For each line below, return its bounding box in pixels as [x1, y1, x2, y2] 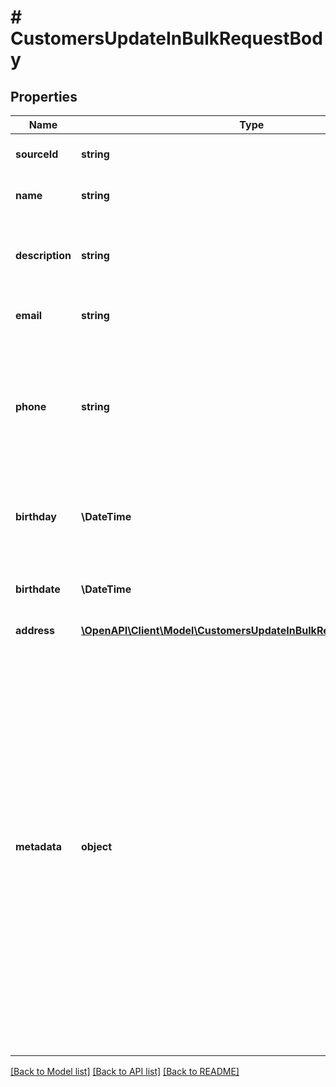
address [15, 624, 56, 637]
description [15, 249, 72, 262]
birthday [15, 510, 57, 523]
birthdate [15, 582, 61, 596]
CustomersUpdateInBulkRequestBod [10, 27, 323, 50]
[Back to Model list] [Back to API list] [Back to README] [10, 1066, 240, 1077]
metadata [15, 840, 62, 853]
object [80, 840, 113, 853]
